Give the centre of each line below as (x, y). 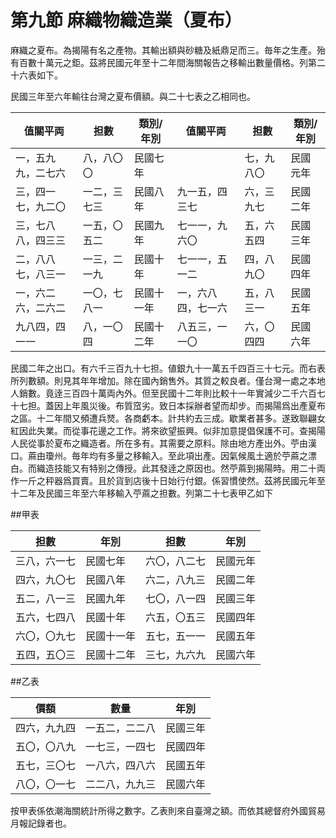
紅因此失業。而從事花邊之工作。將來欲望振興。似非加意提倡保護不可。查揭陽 (168, 430)
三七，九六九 (176, 654)
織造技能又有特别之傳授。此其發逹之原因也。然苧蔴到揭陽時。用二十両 (181, 468)
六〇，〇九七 (46, 636)
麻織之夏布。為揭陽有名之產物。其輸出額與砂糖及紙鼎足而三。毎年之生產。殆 (168, 50)
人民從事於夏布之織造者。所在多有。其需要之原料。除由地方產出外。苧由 (159, 443)
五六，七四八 (46, 617)
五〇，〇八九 (46, 746)
